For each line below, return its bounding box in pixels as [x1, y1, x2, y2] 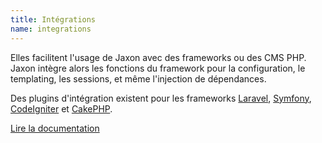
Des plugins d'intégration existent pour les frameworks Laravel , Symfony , [10, 92, 312, 104]
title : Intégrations [10, 14, 97, 25]
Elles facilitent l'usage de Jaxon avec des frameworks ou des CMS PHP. [10, 51, 307, 63]
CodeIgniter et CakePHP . [10, 102, 113, 115]
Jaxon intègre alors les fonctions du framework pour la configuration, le [10, 62, 306, 74]
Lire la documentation [10, 122, 100, 134]
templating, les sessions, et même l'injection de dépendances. [10, 72, 267, 85]
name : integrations [10, 24, 92, 34]
